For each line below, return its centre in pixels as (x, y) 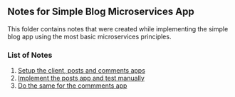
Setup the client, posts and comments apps (82, 71)
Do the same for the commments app (72, 86)
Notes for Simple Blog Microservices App (101, 12)
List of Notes (30, 55)
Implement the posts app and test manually (81, 78)
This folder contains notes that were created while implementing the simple (118, 29)
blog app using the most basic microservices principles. (89, 36)
